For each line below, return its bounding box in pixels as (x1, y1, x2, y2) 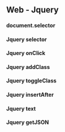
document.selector (6, 21, 55, 29)
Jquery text (6, 105, 36, 112)
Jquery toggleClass (6, 77, 57, 84)
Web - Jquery (6, 5, 59, 15)
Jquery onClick (6, 50, 46, 57)
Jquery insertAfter (6, 91, 54, 98)
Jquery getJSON (6, 119, 49, 126)
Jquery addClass (6, 63, 50, 70)
